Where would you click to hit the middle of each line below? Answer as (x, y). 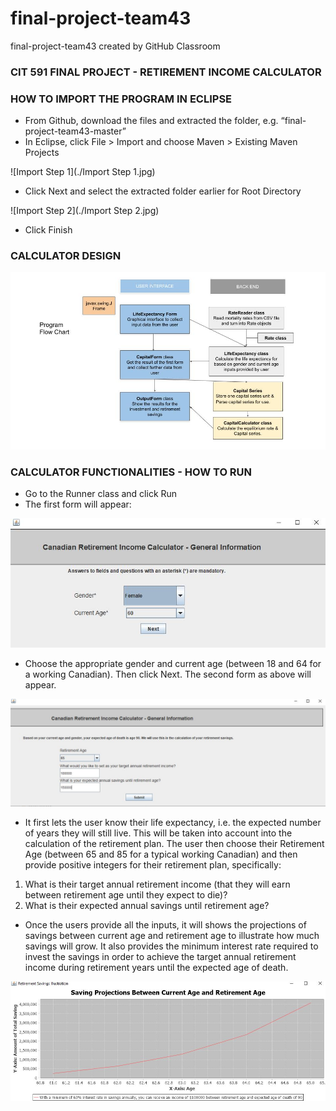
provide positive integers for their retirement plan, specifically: (153, 864)
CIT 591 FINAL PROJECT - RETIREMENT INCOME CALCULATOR (166, 72)
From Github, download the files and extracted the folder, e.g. (151, 121)
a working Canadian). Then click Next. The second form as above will (168, 674)
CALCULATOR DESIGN (66, 256)
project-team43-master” (75, 131)
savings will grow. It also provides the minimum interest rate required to (171, 946)
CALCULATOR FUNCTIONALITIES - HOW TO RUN (131, 472)
